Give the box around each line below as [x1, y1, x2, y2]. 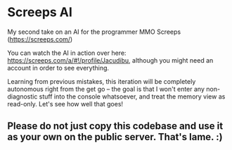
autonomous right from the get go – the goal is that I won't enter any [7, 85, 205, 93]
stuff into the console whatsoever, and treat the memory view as [39, 92, 226, 101]
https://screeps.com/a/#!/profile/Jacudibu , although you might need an [7, 56, 214, 64]
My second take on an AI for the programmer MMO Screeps [7, 27, 181, 36]
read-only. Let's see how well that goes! [7, 99, 124, 108]
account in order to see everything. [7, 63, 110, 72]
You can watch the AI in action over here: [7, 49, 127, 57]
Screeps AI [7, 4, 72, 20]
